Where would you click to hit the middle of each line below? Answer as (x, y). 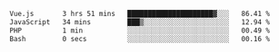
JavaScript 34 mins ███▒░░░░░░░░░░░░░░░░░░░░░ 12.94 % (140, 22)
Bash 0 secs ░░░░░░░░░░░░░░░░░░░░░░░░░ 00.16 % (140, 39)
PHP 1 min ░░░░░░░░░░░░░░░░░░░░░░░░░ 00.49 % (140, 30)
